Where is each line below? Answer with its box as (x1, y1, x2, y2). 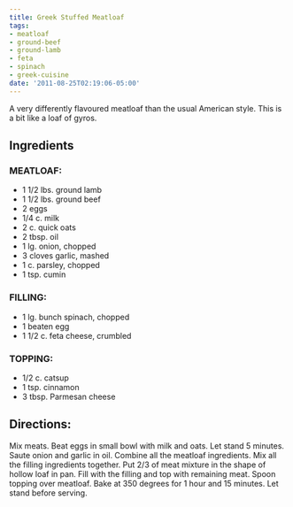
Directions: (9, 417, 72, 432)
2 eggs (21, 204, 48, 214)
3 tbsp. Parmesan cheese (21, 391, 116, 402)
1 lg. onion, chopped (21, 241, 96, 252)
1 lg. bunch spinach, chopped (21, 311, 130, 322)
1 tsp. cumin (21, 269, 66, 280)
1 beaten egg (21, 320, 70, 332)
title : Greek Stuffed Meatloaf (9, 12, 125, 22)
